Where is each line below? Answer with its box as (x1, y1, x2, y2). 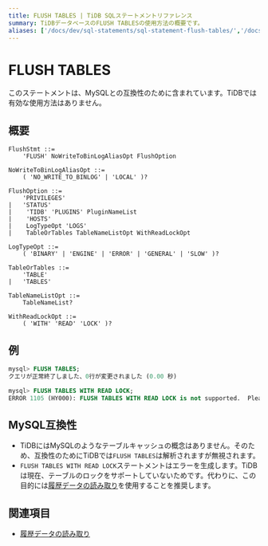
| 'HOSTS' (8, 215, 52, 223)
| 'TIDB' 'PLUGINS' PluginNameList (8, 208, 137, 216)
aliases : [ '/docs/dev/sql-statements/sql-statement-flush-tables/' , (8, 26, 241, 34)
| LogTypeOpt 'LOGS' (8, 222, 88, 230)
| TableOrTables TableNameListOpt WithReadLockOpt (8, 229, 191, 238)
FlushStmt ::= (8, 145, 56, 154)
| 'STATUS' (8, 201, 52, 210)
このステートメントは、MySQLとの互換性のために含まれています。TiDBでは (8, 88, 257, 98)
